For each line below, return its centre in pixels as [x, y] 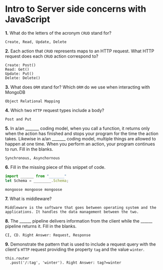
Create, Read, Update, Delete [36, 42]
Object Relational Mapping [33, 101]
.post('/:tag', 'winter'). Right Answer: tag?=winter [65, 263]
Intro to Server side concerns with [76, 9]
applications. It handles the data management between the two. [72, 212]
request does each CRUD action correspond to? [52, 56]
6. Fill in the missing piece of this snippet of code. [55, 167]
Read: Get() [17, 69]
